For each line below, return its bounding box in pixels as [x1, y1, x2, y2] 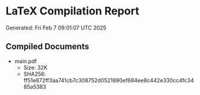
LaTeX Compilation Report [5, 4, 140, 18]
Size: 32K [23, 64, 48, 71]
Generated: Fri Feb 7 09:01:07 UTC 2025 [5, 24, 107, 31]
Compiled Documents [5, 41, 89, 52]
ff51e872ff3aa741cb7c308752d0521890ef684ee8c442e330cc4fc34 [23, 76, 195, 84]
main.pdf [14, 57, 37, 64]
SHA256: [23, 70, 47, 78]
